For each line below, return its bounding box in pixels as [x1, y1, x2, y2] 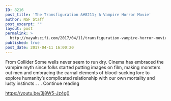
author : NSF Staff [5, 17, 44, 22]
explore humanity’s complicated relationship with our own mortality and [5, 75, 155, 81]
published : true [5, 40, 40, 45]
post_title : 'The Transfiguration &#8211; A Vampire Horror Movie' [5, 12, 152, 17]
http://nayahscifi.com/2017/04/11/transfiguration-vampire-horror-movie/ [10, 36, 169, 41]
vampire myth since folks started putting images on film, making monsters [5, 64, 161, 70]
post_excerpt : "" [5, 21, 42, 27]
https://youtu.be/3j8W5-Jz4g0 [5, 90, 70, 96]
